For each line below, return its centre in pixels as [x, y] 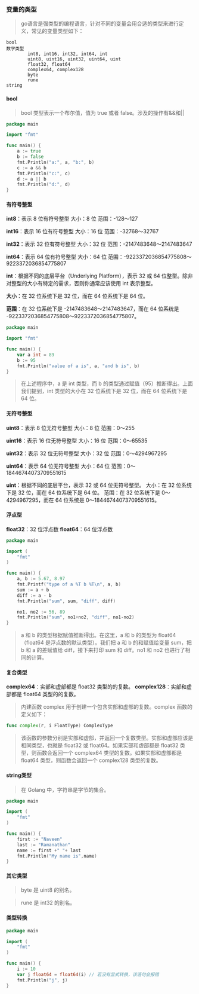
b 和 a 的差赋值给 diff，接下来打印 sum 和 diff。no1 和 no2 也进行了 [103, 650]
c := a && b [32, 168]
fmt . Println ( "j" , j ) [42, 980]
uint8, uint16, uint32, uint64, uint [74, 59]
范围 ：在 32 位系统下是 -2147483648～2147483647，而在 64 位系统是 [93, 309]
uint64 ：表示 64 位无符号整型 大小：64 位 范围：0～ [71, 466]
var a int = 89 [36, 355]
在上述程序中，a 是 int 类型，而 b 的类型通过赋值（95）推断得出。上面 [107, 383]
